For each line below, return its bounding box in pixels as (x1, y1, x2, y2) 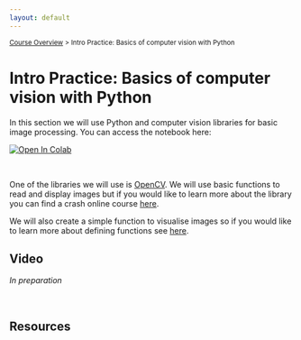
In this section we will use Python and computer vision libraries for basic (9, 116, 278, 127)
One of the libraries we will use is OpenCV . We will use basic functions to (9, 179, 281, 189)
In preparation (9, 275, 63, 286)
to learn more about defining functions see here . (9, 225, 189, 235)
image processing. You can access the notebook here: (9, 126, 212, 137)
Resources (9, 318, 71, 334)
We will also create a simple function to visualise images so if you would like (9, 216, 292, 226)
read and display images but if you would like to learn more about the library (9, 188, 293, 199)
